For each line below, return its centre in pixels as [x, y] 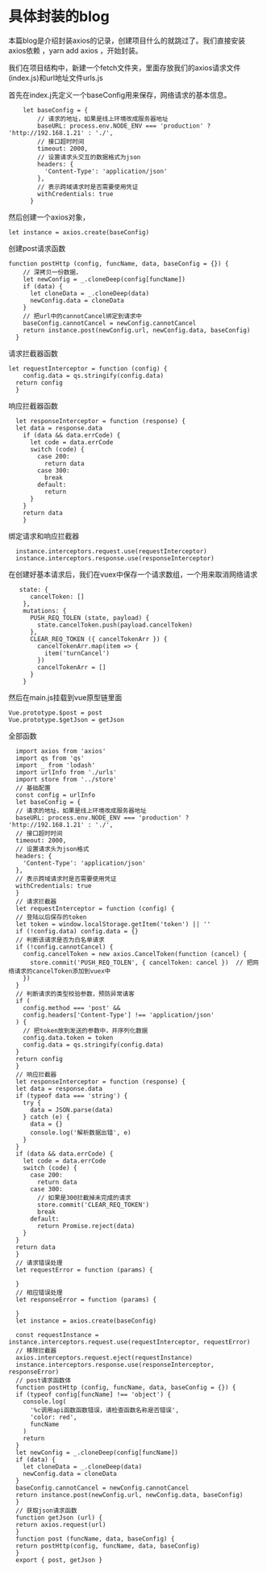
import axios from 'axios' [61, 751]
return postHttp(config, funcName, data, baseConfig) [108, 1546]
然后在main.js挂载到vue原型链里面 [65, 697]
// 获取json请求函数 [46, 1511]
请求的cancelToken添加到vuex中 [63, 971]
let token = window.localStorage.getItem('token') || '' [113, 924]
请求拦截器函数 [33, 353]
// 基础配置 [33, 788]
